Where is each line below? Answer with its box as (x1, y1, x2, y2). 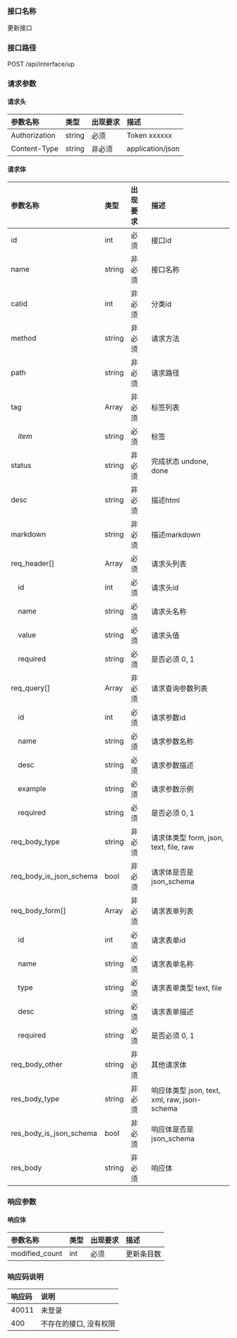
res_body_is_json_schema (11, 1128, 97, 1138)
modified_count (11, 1249, 63, 1259)
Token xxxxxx (126, 130, 173, 140)
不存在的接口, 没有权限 (40, 1319, 116, 1329)
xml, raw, (151, 1094, 181, 1104)
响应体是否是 (151, 1124, 194, 1134)
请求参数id (151, 712, 186, 722)
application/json (126, 143, 180, 153)
